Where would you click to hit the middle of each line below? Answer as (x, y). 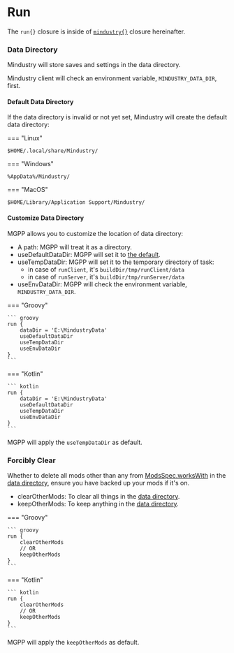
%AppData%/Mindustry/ (39, 177)
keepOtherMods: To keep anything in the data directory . (98, 504)
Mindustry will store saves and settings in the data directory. (94, 65)
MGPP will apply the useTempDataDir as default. (75, 442)
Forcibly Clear (31, 460)
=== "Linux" (25, 138)
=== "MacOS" (28, 190)
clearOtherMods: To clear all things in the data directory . (98, 496)
